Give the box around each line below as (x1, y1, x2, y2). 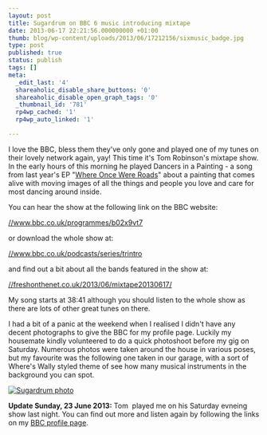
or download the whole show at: (8, 233, 114, 243)
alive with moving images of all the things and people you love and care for (8, 178, 254, 188)
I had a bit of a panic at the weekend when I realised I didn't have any (8, 318, 236, 328)
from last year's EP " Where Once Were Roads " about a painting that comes (8, 169, 255, 180)
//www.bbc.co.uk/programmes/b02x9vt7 (8, 217, 143, 227)
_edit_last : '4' (15, 78, 69, 86)
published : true (8, 49, 62, 57)
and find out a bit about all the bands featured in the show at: (8, 264, 209, 274)
